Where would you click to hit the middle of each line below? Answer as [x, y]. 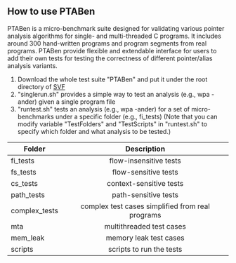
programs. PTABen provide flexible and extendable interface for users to [112, 50]
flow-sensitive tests [145, 172]
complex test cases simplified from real [145, 206]
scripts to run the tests [145, 249]
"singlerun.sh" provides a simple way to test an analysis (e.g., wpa [113, 94]
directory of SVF [41, 86]
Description [145, 149]
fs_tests [24, 172]
